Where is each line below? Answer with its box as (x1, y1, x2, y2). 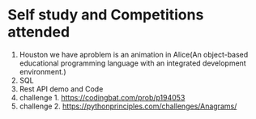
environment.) (19, 66, 66, 76)
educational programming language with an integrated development (19, 58, 246, 68)
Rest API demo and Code (19, 83, 104, 94)
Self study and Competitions (7, 6, 204, 24)
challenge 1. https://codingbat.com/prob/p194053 (19, 92, 186, 102)
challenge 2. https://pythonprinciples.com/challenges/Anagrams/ (19, 101, 237, 111)
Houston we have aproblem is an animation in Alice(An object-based (19, 49, 249, 59)
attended (7, 23, 70, 41)
